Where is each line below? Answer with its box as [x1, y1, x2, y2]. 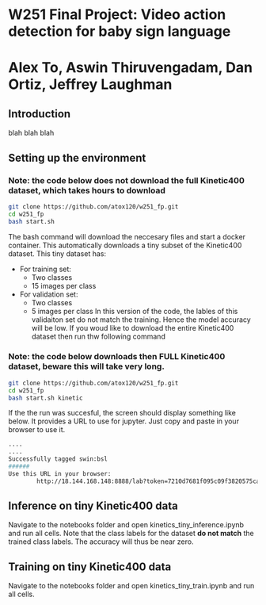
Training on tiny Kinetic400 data [8, 560, 172, 573]
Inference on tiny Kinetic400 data [8, 500, 178, 513]
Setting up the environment [8, 151, 146, 164]
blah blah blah [8, 128, 55, 138]
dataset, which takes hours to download [8, 185, 166, 196]
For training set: [19, 264, 71, 274]
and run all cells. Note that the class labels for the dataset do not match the [8, 529, 255, 538]
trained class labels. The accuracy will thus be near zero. [8, 537, 194, 546]
